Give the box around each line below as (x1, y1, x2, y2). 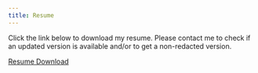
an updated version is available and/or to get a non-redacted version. (8, 41, 232, 51)
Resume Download (8, 57, 69, 66)
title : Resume (8, 11, 55, 20)
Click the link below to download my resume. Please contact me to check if (8, 33, 251, 42)
